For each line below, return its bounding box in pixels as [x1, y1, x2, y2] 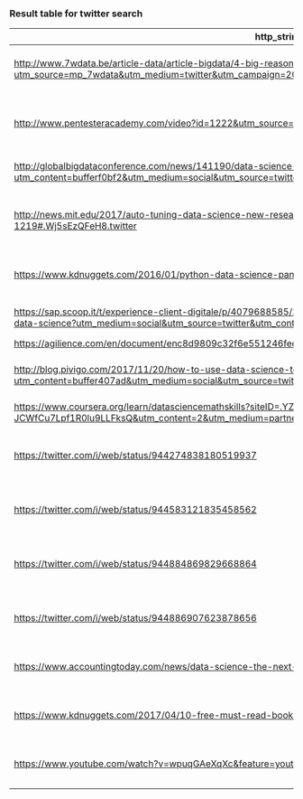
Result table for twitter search [9, 7, 143, 20]
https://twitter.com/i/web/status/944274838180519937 [14, 449, 257, 462]
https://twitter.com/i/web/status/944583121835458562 [14, 503, 257, 516]
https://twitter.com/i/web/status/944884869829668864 [14, 558, 257, 570]
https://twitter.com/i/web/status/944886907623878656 [14, 612, 257, 625]
